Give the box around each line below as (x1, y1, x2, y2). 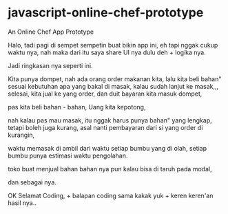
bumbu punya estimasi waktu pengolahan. (8, 151, 128, 160)
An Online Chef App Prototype (8, 28, 94, 36)
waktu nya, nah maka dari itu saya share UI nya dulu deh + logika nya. (8, 48, 206, 56)
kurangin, (8, 131, 35, 139)
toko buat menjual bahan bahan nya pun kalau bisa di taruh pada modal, (8, 164, 212, 173)
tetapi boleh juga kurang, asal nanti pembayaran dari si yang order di (8, 123, 203, 131)
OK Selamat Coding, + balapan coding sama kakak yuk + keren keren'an (8, 191, 214, 200)
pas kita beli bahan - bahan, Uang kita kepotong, (8, 103, 146, 111)
